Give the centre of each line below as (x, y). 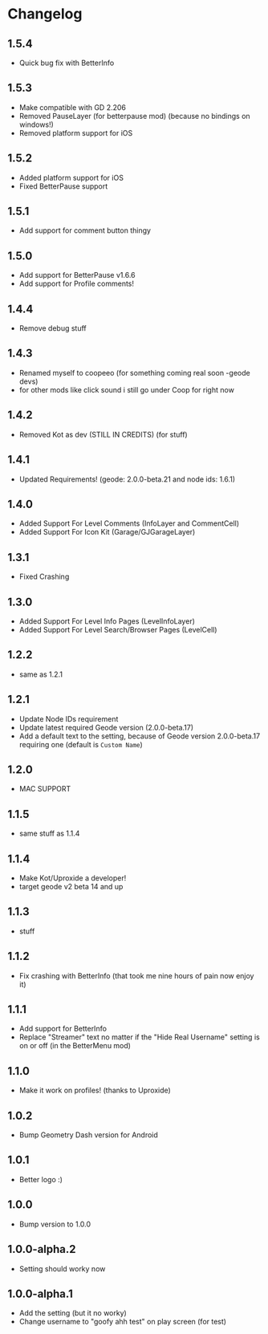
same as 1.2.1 (41, 674)
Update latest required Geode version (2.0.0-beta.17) (106, 727)
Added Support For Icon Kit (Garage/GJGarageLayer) (107, 532)
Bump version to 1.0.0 (55, 1224)
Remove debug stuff (53, 328)
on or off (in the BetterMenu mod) (75, 1046)
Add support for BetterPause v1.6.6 (77, 275)
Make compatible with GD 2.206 (72, 107)
